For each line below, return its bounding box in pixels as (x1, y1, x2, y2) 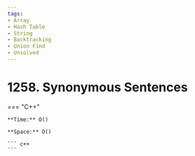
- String (7, 29, 33, 37)
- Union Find (7, 43, 46, 50)
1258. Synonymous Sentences (7, 80, 188, 95)
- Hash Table (7, 23, 46, 30)
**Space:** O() (7, 128, 52, 135)
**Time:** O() (7, 116, 49, 123)
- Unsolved (7, 50, 39, 57)
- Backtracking (7, 36, 52, 43)
